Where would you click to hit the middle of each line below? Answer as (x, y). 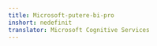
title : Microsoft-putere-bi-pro (61, 15)
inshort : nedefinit (40, 23)
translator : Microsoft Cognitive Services (79, 30)
